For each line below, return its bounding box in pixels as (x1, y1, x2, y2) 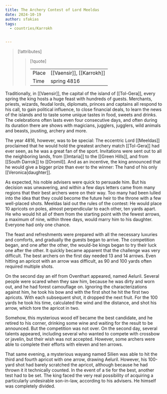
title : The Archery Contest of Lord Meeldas (5, 7, 99, 13)
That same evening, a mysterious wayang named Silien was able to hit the (5, 351, 157, 357)
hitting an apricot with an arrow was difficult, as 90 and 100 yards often (5, 258, 152, 264)
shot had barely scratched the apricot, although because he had (15, 362, 148, 368)
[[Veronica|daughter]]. (5, 169, 51, 175)
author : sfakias (5, 17, 39, 22)
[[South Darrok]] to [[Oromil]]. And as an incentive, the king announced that (5, 159, 161, 165)
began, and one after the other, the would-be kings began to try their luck (5, 242, 157, 248)
